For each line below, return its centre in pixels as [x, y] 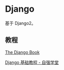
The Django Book [22, 52]
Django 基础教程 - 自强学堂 [32, 62]
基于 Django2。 [21, 23]
